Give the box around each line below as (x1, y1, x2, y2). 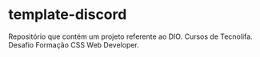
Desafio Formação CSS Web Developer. (8, 40, 140, 49)
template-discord (8, 6, 127, 24)
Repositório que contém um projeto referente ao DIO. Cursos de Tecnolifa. (8, 32, 254, 41)
